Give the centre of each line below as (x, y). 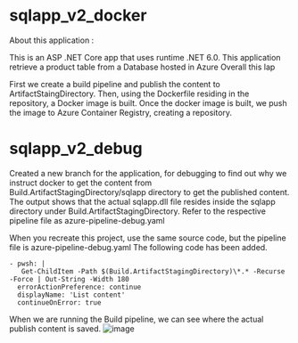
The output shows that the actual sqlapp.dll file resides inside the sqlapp (142, 201)
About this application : (52, 40)
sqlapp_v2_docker (78, 16)
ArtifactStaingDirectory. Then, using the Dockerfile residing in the (129, 94)
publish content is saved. (55, 328)
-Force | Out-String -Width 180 (69, 279)
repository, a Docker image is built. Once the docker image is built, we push (148, 102)
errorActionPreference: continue (79, 287)
